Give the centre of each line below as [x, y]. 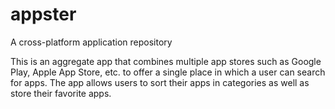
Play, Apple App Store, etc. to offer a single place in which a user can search [168, 72]
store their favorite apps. [61, 93]
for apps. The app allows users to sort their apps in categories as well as [160, 82]
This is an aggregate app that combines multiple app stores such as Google [166, 61]
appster [43, 14]
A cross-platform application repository [91, 42]
